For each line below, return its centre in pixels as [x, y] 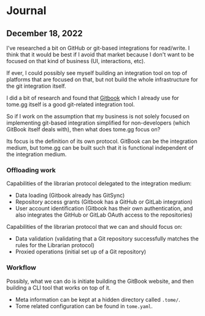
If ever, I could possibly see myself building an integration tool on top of [97, 73]
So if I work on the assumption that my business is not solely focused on [98, 116]
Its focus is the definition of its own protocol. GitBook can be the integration [102, 141]
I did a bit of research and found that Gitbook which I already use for [93, 98]
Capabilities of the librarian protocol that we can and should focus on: [95, 227]
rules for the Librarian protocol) [55, 245]
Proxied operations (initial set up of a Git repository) [80, 252]
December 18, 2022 [44, 33]
